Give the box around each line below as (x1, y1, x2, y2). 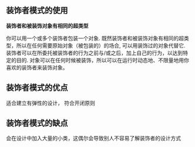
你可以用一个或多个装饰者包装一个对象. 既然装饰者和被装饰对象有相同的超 (6, 35, 184, 42)
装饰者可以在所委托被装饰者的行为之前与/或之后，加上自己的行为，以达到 (6, 49, 183, 56)
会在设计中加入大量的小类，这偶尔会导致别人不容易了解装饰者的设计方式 (6, 135, 181, 142)
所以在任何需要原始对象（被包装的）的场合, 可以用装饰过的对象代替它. (16, 42, 186, 49)
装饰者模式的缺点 (6, 118, 68, 128)
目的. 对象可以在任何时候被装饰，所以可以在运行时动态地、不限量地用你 (16, 56, 189, 63)
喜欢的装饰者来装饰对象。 (6, 64, 68, 71)
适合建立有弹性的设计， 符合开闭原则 (6, 99, 95, 107)
